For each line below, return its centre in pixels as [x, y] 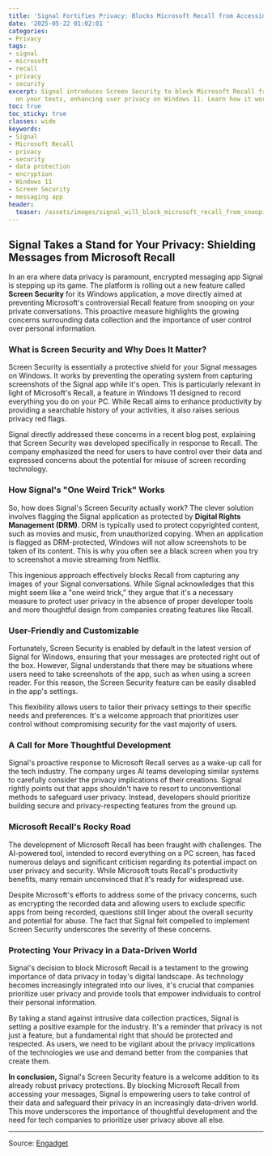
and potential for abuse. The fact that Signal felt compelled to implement [129, 920]
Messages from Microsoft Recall [92, 257]
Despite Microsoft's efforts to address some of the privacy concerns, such [133, 895]
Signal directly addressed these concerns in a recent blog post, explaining [132, 435]
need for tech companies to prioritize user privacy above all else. [117, 1120]
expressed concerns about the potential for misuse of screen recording [127, 460]
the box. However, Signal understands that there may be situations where [131, 666]
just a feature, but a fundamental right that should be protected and [121, 1035]
